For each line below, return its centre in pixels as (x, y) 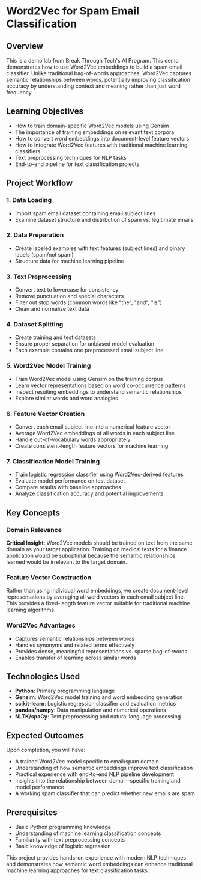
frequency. (19, 92)
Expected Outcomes (45, 735)
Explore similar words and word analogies (66, 398)
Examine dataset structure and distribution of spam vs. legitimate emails (104, 219)
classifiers (28, 151)
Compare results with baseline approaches (68, 487)
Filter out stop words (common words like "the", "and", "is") (88, 302)
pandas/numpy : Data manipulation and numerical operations (90, 710)
